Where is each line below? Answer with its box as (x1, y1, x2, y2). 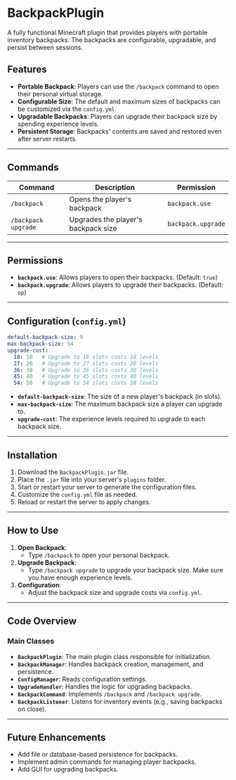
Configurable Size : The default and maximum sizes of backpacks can (17, 97, 221, 106)
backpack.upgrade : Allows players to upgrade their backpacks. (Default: (17, 281, 223, 289)
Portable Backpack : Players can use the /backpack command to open (17, 82, 219, 91)
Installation (7, 449, 58, 461)
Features (7, 63, 47, 75)
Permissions (7, 255, 63, 267)
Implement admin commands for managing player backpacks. (17, 757, 197, 766)
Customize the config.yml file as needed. (17, 490, 138, 499)
